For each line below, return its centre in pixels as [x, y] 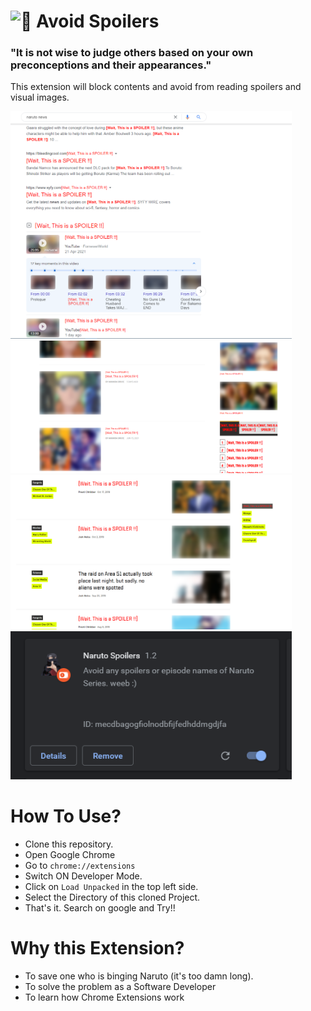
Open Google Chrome [70, 855]
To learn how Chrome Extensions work [104, 997]
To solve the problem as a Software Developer [120, 987]
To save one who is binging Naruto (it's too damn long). [139, 976]
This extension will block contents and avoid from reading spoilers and [156, 87]
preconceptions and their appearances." [111, 65]
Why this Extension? [97, 948]
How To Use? [66, 816]
